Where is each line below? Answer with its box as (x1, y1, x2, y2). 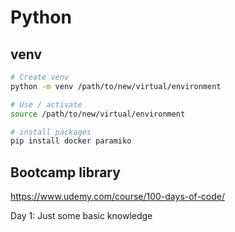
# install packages (10, 127, 92, 137)
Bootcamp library (10, 164, 121, 181)
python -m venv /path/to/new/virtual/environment (10, 81, 222, 91)
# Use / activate (10, 99, 83, 110)
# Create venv (10, 72, 70, 82)
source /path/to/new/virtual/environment (10, 109, 186, 119)
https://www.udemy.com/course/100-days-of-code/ (10, 191, 226, 203)
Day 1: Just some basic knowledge (10, 210, 153, 222)
